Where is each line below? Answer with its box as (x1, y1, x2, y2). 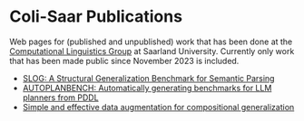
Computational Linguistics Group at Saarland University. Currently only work (9, 45, 295, 56)
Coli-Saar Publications (9, 6, 183, 27)
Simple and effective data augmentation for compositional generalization (22, 101, 295, 112)
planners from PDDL (22, 92, 99, 103)
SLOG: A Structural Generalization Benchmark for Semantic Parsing (22, 72, 275, 83)
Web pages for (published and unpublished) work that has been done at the (9, 36, 293, 47)
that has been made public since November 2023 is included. (9, 55, 240, 66)
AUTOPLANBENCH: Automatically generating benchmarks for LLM (22, 82, 272, 93)
